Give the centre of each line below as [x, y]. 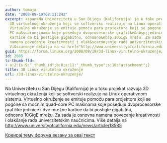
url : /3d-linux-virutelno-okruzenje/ [44, 74]
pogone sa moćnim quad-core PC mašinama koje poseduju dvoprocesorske [83, 104]
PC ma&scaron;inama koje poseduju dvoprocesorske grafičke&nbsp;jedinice [87, 33]
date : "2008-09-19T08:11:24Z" [37, 14]
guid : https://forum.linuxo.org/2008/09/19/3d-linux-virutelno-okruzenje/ [84, 51]
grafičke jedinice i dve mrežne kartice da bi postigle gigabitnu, [69, 109]
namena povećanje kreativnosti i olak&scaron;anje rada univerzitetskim [86, 42]
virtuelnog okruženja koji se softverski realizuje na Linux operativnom [76, 94]
